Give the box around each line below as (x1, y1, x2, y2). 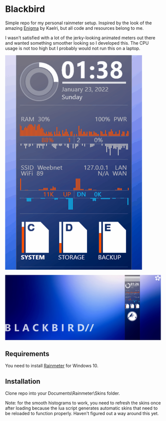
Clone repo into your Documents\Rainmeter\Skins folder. (5, 390, 120, 396)
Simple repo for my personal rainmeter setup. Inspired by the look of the (5, 20, 152, 26)
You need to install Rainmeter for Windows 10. (5, 363, 99, 369)
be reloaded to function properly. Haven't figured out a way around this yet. (5, 411, 159, 417)
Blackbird (5, 3, 45, 15)
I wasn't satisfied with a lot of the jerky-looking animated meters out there (5, 35, 156, 41)
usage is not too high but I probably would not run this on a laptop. (5, 45, 141, 51)
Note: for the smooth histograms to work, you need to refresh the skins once (5, 400, 161, 406)
